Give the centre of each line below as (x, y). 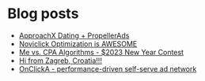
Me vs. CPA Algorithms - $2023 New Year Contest (101, 52)
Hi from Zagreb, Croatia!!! (60, 61)
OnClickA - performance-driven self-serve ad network (108, 68)
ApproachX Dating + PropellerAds (74, 35)
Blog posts (43, 14)
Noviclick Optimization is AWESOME (78, 43)
